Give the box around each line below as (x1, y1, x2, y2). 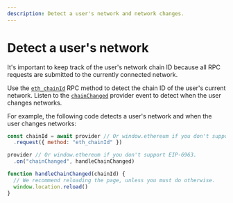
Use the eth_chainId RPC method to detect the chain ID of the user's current (7, 84, 226, 92)
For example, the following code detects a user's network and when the (7, 112, 213, 120)
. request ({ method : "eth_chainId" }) (13, 139, 123, 146)
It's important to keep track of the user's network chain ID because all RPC (7, 63, 221, 71)
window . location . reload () (13, 183, 89, 191)
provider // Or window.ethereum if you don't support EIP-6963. (7, 152, 197, 159)
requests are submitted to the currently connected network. (7, 70, 178, 78)
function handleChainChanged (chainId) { (7, 170, 126, 177)
